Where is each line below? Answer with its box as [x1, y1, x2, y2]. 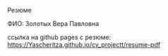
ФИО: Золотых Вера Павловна [7, 20, 100, 27]
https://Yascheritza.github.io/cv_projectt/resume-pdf [7, 41, 161, 48]
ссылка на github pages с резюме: [7, 33, 112, 41]
